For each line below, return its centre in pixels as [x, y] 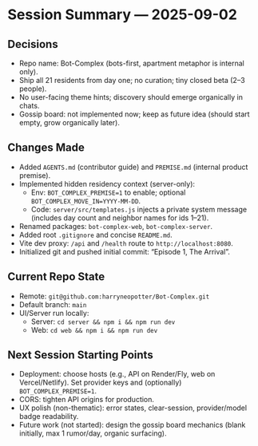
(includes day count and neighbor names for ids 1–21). [120, 218]
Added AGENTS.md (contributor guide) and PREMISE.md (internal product [133, 167]
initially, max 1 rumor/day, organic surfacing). [93, 433]
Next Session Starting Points [80, 355]
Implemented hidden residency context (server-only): [107, 184]
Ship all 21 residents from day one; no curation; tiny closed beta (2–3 [132, 80]
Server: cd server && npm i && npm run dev [103, 322]
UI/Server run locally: [54, 313]
